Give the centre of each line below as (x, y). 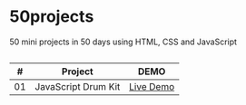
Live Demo (152, 87)
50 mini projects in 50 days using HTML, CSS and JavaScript (123, 42)
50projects (52, 17)
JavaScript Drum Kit (78, 87)
